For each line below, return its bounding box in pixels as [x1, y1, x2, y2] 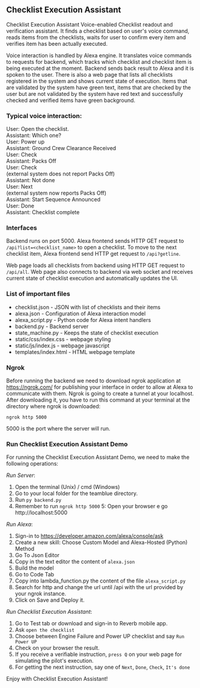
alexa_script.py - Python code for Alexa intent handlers [14, 316, 151, 323]
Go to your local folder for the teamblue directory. [14, 490, 138, 497]
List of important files [6, 289, 70, 298]
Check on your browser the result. [14, 645, 100, 652]
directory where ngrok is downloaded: [6, 403, 101, 409]
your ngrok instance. [14, 590, 67, 598]
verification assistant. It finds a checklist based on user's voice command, [6, 27, 190, 34]
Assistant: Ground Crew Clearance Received [6, 145, 117, 152]
